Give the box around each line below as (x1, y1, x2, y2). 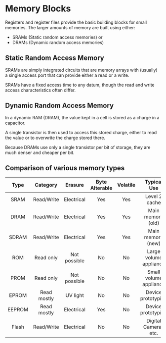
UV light (65, 292, 84, 299)
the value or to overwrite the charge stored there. (5, 135, 105, 141)
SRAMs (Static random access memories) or (12, 34, 103, 40)
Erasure (65, 182, 84, 189)
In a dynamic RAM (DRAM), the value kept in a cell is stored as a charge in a (5, 114, 160, 120)
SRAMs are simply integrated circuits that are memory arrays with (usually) (5, 67, 158, 73)
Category (34, 182, 58, 189)
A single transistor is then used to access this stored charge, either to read (5, 129, 157, 135)
